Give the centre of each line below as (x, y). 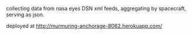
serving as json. (25, 15)
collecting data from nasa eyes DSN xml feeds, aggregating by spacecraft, (96, 8)
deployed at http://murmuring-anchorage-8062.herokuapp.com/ (84, 26)
